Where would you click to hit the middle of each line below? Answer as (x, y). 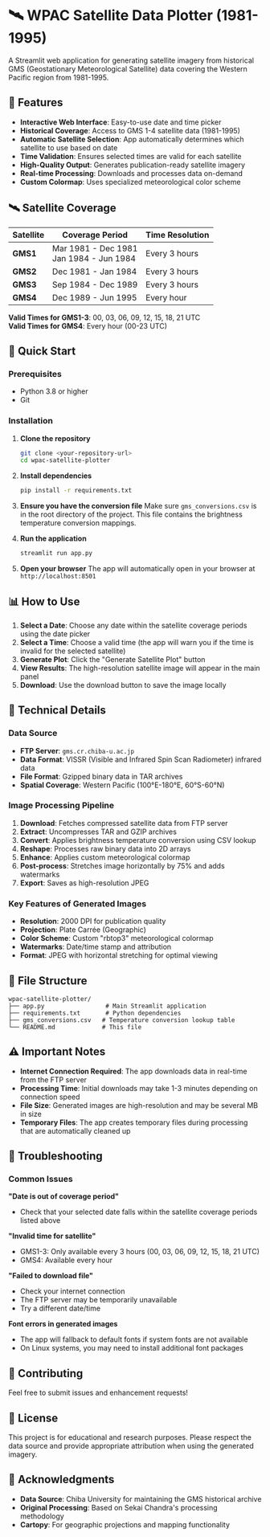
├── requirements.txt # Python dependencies (95, 1013)
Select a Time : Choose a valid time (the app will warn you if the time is (137, 642)
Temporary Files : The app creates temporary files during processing (134, 1122)
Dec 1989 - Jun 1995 (94, 297)
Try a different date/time (60, 1308)
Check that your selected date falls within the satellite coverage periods (139, 1212)
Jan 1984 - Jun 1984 (94, 258)
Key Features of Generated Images (78, 903)
